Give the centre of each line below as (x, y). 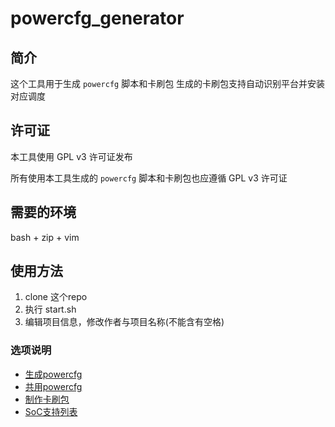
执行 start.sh (50, 309)
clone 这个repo (56, 297)
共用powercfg (53, 386)
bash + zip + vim (45, 237)
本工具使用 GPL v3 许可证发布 (71, 156)
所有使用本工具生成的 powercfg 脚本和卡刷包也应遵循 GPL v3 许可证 (149, 178)
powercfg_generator (97, 18)
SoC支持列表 (51, 411)
